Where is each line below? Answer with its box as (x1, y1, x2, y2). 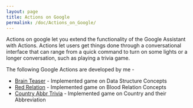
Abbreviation (14, 96, 46, 103)
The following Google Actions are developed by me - (6, 66, 135, 73)
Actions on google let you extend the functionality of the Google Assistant (6, 36, 186, 43)
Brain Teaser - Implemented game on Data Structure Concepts (14, 77, 167, 84)
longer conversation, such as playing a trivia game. (6, 54, 130, 62)
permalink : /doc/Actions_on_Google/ (6, 19, 96, 25)
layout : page (6, 8, 38, 15)
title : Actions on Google (6, 14, 70, 20)
